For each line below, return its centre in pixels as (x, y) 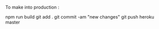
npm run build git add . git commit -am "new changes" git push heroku (80, 17)
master (13, 22)
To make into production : (32, 7)
